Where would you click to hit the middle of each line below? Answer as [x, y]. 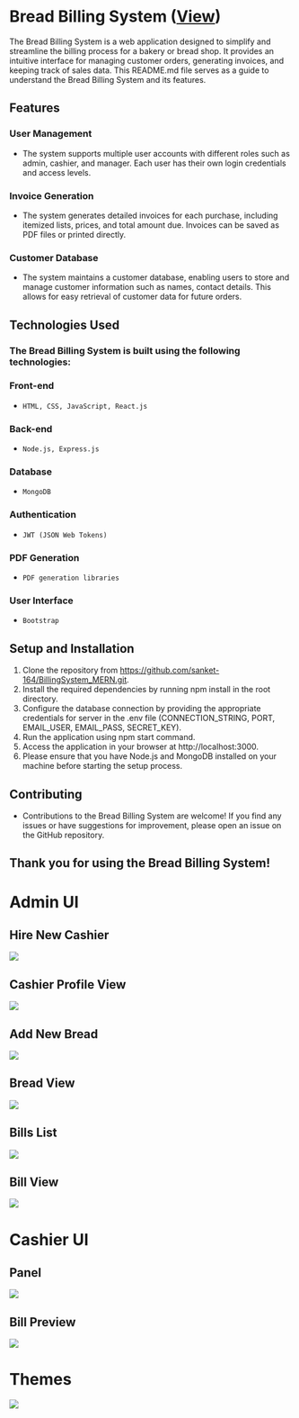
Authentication [43, 515]
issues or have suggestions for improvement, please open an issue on [152, 825]
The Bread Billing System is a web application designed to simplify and [140, 41]
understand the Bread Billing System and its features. [108, 79]
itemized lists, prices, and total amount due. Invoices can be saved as [151, 225]
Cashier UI [49, 1239]
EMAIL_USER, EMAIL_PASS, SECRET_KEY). [102, 727]
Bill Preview [43, 1322]
